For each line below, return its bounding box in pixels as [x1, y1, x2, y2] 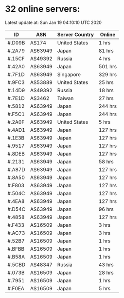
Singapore [57, 71, 81, 78]
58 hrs [98, 158, 114, 165]
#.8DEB [7, 150, 25, 157]
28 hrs [98, 269, 114, 276]
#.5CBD [7, 261, 26, 268]
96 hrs [98, 206, 114, 213]
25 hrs [98, 79, 114, 86]
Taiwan [57, 95, 74, 101]
